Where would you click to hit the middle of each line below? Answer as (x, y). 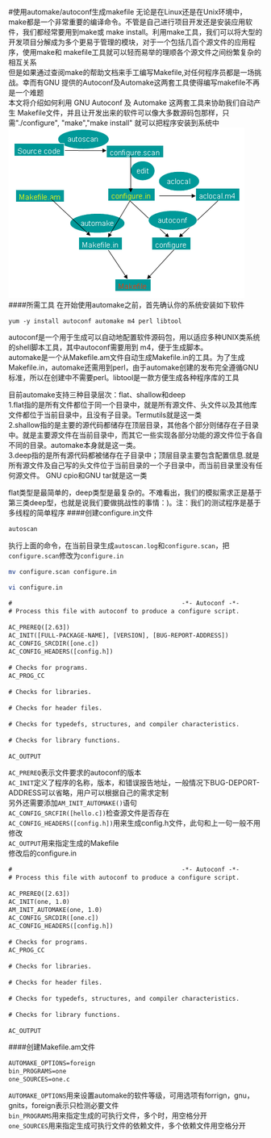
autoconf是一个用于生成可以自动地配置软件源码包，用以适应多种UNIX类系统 (134, 337)
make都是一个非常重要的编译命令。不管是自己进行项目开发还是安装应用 (127, 22)
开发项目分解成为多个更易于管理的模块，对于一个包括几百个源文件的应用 (128, 42)
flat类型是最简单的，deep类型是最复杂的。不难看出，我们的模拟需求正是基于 (135, 492)
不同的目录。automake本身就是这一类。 (74, 445)
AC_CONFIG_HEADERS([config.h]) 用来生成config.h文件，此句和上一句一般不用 (134, 822)
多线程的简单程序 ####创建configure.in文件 (81, 513)
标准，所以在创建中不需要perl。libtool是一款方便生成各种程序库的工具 (124, 377)
